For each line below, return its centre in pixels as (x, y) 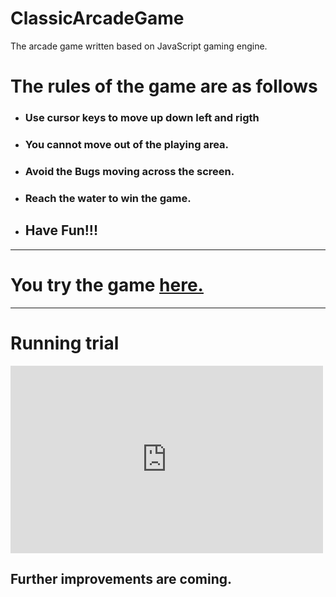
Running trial (65, 343)
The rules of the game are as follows (164, 86)
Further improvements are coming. (121, 578)
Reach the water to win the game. (108, 198)
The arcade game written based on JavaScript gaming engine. (139, 46)
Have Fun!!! (61, 230)
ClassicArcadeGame (97, 18)
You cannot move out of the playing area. (127, 144)
